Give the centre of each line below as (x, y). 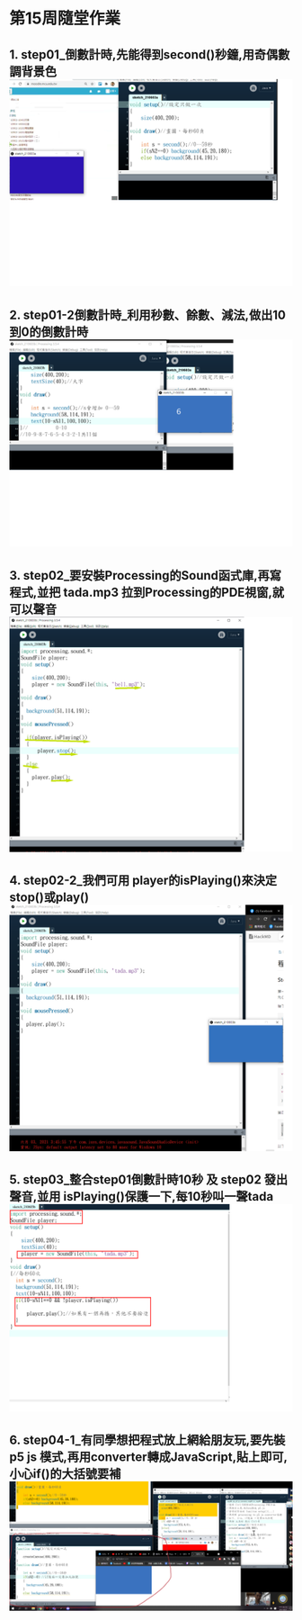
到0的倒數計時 (49, 332)
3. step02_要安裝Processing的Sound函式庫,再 (139, 576)
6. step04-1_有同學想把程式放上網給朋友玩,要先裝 (147, 1440)
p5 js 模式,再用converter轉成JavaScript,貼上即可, (148, 1458)
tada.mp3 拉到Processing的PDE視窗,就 (173, 592)
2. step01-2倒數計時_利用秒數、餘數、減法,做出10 (147, 315)
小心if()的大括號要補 (65, 1474)
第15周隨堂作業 (65, 18)
